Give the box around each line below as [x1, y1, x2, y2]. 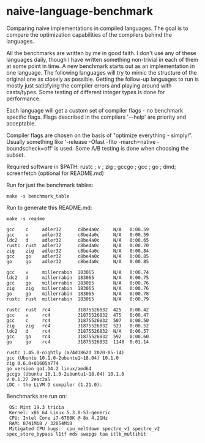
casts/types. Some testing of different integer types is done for [6, 88, 165, 95]
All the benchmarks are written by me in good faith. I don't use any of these [6, 49, 197, 56]
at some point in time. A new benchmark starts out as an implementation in [6, 62, 195, 70]
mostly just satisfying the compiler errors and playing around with [6, 81, 172, 89]
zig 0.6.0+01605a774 [6, 360, 59, 367]
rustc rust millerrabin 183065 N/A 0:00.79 [6, 296, 149, 302]
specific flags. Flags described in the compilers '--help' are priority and [6, 113, 187, 121]
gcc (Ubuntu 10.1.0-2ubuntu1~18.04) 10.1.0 [6, 355, 119, 361]
